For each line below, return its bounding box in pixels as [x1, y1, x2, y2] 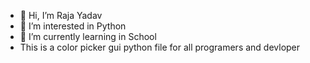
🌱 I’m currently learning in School [19, 31, 157, 42]
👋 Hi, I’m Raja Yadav [19, 10, 103, 21]
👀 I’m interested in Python [19, 20, 127, 32]
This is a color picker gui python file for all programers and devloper [19, 41, 301, 53]
